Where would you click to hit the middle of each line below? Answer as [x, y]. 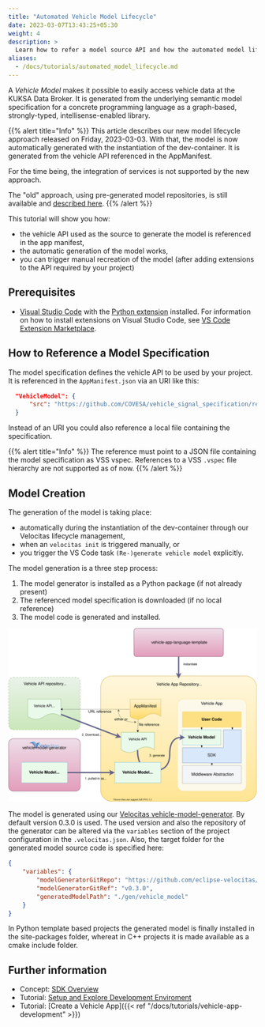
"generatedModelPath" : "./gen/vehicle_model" [113, 897]
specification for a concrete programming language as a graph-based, [123, 107]
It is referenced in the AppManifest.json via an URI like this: [104, 380]
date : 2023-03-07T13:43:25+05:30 [63, 25]
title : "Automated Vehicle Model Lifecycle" [82, 17]
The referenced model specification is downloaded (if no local [121, 600]
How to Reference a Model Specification [109, 353]
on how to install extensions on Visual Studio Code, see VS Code [125, 319]
